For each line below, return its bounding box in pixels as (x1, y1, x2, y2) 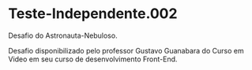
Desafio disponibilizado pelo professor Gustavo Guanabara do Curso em (8, 46, 244, 55)
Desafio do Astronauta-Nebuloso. (8, 31, 118, 40)
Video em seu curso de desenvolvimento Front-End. (8, 54, 178, 64)
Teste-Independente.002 (8, 5, 178, 23)
